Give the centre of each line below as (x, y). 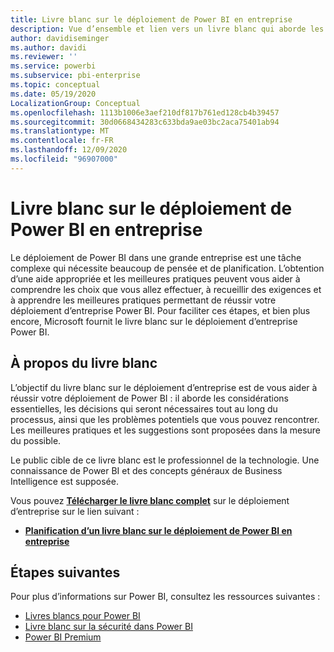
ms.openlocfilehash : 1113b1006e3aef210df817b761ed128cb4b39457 (145, 112)
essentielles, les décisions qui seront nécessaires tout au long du (144, 408)
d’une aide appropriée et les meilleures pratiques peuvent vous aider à (155, 278)
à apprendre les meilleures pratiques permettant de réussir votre (143, 300)
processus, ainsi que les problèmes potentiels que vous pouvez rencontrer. (165, 419)
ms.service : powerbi (53, 66)
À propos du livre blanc (84, 363)
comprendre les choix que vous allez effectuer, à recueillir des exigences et (166, 289)
